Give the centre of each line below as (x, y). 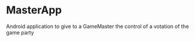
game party (20, 32)
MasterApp (34, 10)
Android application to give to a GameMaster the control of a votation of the (97, 26)
